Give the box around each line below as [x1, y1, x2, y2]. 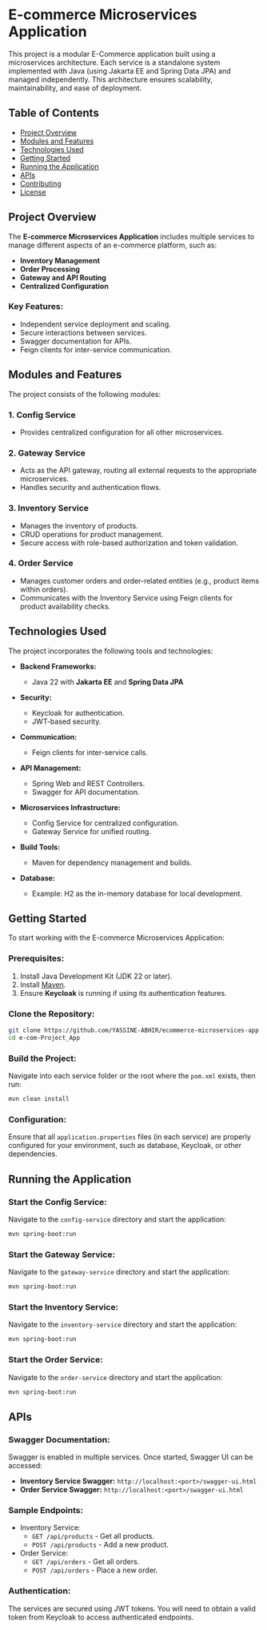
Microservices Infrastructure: [19, 802, 122, 812]
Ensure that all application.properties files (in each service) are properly [8, 1132, 252, 1142]
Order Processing [19, 264, 80, 274]
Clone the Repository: [8, 1008, 95, 1019]
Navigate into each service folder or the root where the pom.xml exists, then [8, 1071, 256, 1081]
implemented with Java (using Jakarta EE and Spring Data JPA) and [8, 66, 232, 75]
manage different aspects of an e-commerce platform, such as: [8, 240, 217, 250]
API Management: [19, 763, 82, 773]
